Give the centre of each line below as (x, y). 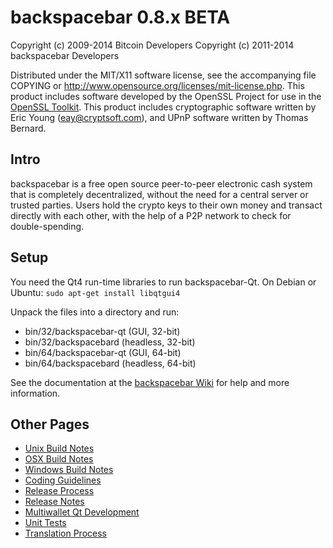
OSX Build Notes (59, 459)
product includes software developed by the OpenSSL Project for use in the (166, 96)
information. (35, 393)
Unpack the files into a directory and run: (95, 312)
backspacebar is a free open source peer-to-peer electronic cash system (161, 183)
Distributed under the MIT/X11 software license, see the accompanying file (163, 75)
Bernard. (28, 128)
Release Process (59, 491)
